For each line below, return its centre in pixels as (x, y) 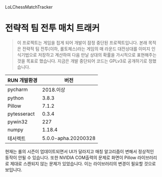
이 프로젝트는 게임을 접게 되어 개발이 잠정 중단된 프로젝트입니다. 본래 (82, 42)
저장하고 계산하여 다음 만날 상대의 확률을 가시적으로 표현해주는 (98, 55)
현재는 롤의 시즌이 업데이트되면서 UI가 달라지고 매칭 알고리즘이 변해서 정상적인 (80, 151)
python (16, 98)
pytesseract (21, 114)
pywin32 (18, 121)
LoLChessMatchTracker (29, 7)
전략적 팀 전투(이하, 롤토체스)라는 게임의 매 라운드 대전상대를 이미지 (86, 49)
